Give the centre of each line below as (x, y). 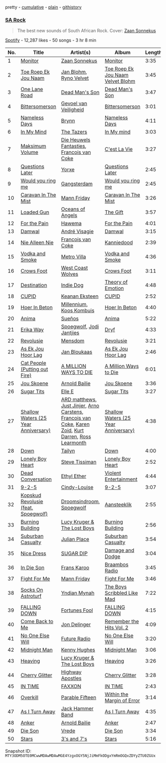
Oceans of (73, 209)
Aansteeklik (118, 505)
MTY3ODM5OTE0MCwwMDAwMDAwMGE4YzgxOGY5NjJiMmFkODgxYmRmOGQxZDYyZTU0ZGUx (80, 756)
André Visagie (77, 231)
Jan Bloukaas (77, 352)
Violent (113, 473)
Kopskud (31, 495)
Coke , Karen (75, 424)
